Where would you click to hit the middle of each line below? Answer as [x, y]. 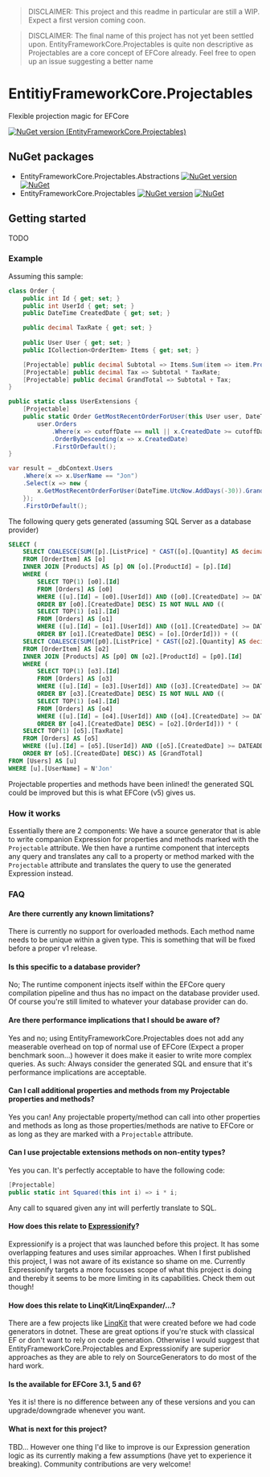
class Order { [32, 291]
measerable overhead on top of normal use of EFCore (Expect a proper [126, 1046]
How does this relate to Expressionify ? [74, 1226]
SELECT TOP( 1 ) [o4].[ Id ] [79, 701]
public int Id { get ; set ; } [72, 298]
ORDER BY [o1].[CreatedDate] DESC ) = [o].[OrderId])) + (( [138, 634]
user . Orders [57, 424]
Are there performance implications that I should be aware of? [114, 1020]
